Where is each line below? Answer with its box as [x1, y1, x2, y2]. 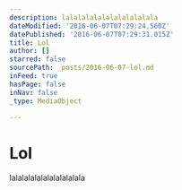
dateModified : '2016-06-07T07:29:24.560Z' [9, 22, 170, 30]
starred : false [9, 55, 66, 64]
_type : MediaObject [9, 96, 82, 106]
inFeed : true [9, 72, 58, 81]
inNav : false [9, 88, 58, 97]
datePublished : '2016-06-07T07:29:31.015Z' [9, 30, 175, 39]
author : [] [9, 47, 50, 56]
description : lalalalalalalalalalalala [9, 13, 159, 22]
